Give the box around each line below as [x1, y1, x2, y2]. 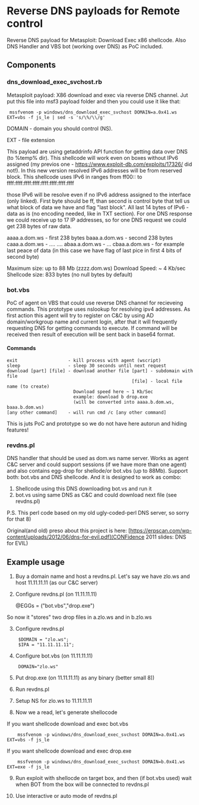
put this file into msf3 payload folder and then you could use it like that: [7, 98, 181, 105]
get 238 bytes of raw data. [7, 222, 72, 229]
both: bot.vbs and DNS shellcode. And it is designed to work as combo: [7, 474, 182, 481]
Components [7, 60, 56, 70]
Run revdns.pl [15, 685, 50, 693]
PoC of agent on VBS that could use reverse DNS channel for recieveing [7, 299, 184, 306]
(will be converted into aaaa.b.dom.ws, [72, 400, 175, 405]
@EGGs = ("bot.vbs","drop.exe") [15, 602, 95, 609]
